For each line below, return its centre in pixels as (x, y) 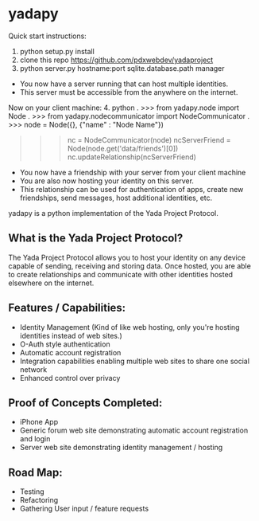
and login (35, 439)
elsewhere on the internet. (51, 283)
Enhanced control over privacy (70, 378)
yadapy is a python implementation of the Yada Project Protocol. (113, 213)
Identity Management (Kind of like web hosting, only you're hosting (129, 327)
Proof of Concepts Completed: (85, 403)
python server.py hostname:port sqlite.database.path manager (122, 68)
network (33, 369)
